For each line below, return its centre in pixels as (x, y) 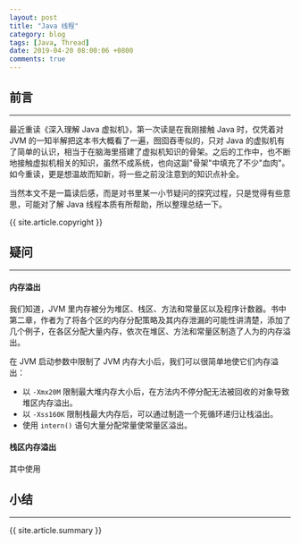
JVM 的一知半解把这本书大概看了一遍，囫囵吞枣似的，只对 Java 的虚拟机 (143, 140)
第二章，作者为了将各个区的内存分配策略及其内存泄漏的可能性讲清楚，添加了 (150, 319)
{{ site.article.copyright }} (56, 222)
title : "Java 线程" (44, 26)
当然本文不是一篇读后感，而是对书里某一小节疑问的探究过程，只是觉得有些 (146, 192)
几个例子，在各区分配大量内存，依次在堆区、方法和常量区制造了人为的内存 (146, 331)
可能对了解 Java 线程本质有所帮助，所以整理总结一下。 (126, 204)
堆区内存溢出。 (50, 403)
